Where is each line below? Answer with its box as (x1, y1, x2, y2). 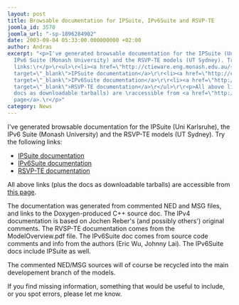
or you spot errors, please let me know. (7, 289, 122, 298)
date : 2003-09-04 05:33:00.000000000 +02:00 (7, 37, 142, 44)
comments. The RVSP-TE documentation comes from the (7, 224, 176, 232)
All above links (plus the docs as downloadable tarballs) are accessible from (7, 180, 230, 188)
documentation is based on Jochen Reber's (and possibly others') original (7, 216, 225, 225)
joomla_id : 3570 (7, 23, 55, 31)
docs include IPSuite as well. (7, 247, 91, 255)
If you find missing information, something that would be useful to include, (7, 282, 225, 290)
